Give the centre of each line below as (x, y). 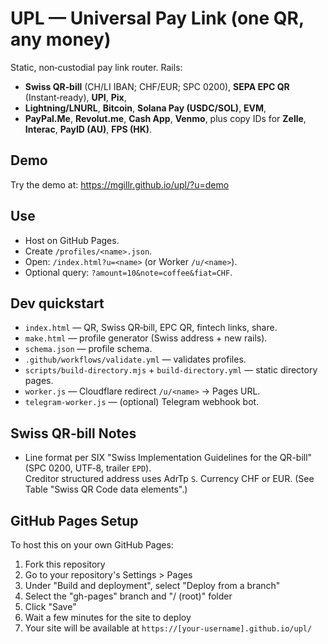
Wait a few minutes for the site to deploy (108, 617)
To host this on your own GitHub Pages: (92, 545)
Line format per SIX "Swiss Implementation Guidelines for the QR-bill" (168, 458)
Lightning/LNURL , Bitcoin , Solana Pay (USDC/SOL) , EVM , (145, 108)
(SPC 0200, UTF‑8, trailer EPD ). (88, 468)
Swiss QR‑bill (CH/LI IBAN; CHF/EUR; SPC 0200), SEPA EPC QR (157, 86)
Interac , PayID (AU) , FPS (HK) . (88, 129)
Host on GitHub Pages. (72, 240)
